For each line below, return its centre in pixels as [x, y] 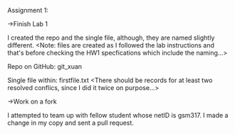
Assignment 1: [28, 10]
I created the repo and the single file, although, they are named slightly [111, 38]
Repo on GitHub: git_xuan [45, 66]
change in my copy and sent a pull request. [70, 123]
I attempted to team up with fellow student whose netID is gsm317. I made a [118, 115]
